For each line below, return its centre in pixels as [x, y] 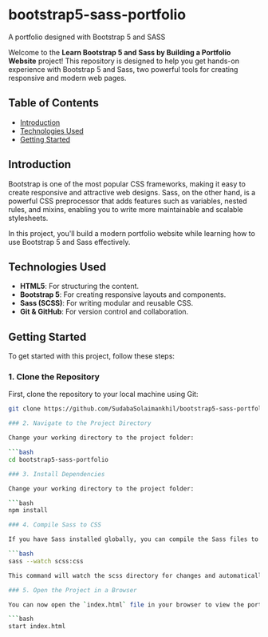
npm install [28, 511]
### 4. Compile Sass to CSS [55, 525]
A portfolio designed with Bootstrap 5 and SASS [87, 37]
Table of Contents [54, 103]
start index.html [37, 627]
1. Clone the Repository [54, 377]
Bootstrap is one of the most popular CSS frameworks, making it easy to [127, 184]
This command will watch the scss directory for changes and [112, 575]
